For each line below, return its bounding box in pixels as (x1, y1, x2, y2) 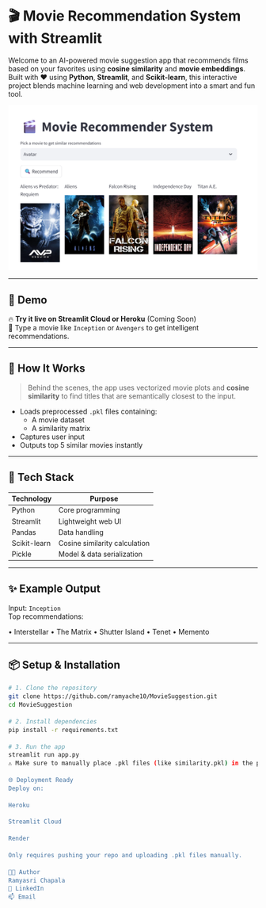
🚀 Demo (8, 293, 47, 307)
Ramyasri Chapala (8, 876, 66, 884)
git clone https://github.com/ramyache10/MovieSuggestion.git (8, 692, 218, 700)
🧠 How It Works (8, 362, 85, 376)
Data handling (58, 527, 104, 536)
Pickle (11, 549, 32, 559)
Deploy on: (8, 784, 44, 792)
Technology (11, 494, 52, 504)
